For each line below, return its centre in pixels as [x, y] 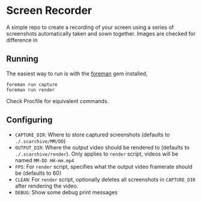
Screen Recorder [49, 11]
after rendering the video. [47, 186]
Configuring [29, 120]
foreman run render [31, 90]
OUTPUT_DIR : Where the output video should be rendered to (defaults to [102, 147]
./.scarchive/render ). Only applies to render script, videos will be [96, 154]
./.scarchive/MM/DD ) [40, 141]
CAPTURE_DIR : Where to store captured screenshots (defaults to [92, 134]
